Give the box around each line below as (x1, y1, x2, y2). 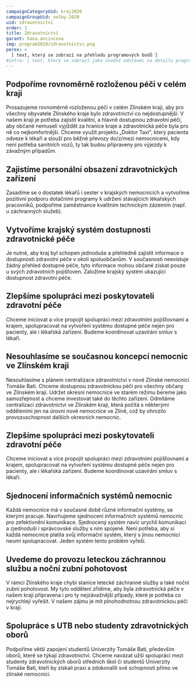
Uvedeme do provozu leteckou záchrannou (6, 554, 166, 564)
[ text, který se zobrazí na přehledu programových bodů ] (11, 52, 158, 58)
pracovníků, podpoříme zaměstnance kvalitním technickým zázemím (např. (6, 201, 187, 208)
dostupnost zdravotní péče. (6, 274, 72, 281)
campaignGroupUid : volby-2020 (6, 14, 80, 20)
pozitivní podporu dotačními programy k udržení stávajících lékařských (6, 196, 176, 203)
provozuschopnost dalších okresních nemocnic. (6, 413, 121, 420)
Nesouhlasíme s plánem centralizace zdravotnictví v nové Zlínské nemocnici (6, 376, 190, 383)
